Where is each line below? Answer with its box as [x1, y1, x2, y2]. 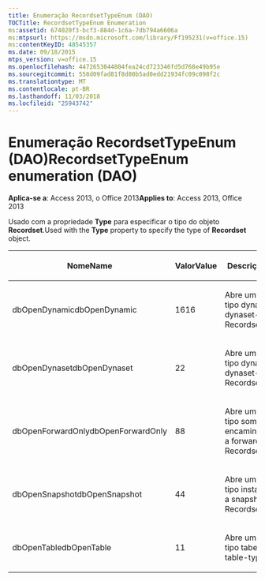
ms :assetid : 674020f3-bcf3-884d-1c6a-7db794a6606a [8, 26, 178, 34]
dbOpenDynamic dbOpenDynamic [12, 305, 137, 316]
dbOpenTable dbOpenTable [12, 542, 112, 553]
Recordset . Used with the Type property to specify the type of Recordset [8, 226, 247, 235]
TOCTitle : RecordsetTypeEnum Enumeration [8, 19, 147, 27]
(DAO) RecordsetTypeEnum [8, 151, 189, 168]
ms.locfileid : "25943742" [8, 99, 93, 107]
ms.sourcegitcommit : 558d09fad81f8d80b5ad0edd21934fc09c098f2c [8, 70, 221, 78]
